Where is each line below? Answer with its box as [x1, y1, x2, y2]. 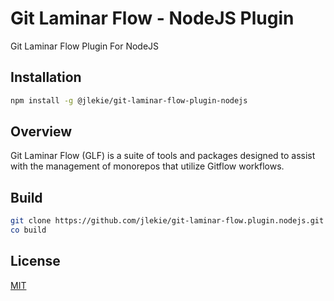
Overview [10, 123, 73, 141]
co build [10, 225, 47, 236]
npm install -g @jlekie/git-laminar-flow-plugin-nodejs [10, 95, 248, 106]
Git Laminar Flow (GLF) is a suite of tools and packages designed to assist [10, 150, 316, 162]
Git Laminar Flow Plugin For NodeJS [10, 40, 160, 52]
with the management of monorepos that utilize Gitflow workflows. [10, 160, 285, 172]
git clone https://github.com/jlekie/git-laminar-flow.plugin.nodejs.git [10, 216, 325, 226]
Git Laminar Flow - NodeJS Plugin [10, 7, 295, 30]
